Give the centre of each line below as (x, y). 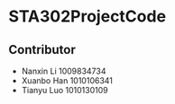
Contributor (42, 50)
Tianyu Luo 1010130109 (65, 90)
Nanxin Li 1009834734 (64, 71)
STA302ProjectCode (87, 17)
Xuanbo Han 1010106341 (67, 81)
